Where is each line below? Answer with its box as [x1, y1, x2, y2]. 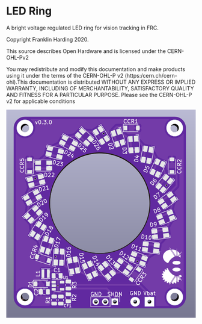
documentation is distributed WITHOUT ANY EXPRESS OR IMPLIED [29, 78, 196, 86]
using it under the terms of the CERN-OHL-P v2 [6, 72, 124, 79]
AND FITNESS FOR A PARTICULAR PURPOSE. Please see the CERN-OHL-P [6, 91, 192, 98]
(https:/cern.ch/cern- [124, 72, 177, 79]
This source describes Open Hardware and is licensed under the [6, 47, 167, 55]
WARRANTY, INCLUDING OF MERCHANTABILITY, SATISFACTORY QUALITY [6, 84, 194, 92]
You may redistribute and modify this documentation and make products [6, 65, 185, 73]
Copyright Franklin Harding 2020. [6, 36, 89, 43]
